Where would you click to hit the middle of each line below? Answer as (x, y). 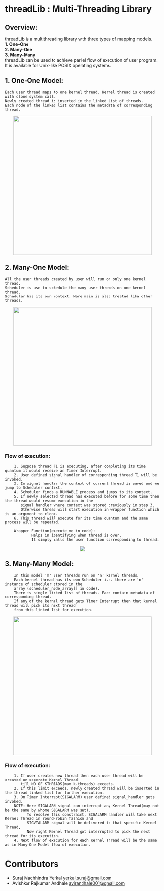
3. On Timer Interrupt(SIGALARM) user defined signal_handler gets (84, 797)
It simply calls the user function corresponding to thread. (95, 539)
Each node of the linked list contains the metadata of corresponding (79, 105)
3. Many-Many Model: (40, 564)
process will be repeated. (33, 522)
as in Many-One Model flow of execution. (48, 845)
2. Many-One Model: (37, 268)
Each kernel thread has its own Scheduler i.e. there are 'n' (79, 580)
